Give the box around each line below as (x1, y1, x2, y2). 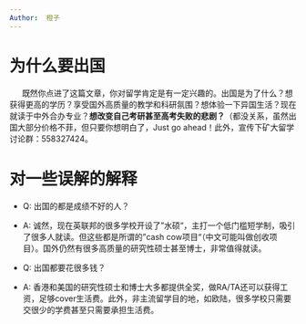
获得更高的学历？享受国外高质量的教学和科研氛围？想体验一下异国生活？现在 (9, 99, 297, 110)
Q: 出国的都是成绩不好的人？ (22, 200, 130, 211)
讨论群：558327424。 (9, 133, 93, 144)
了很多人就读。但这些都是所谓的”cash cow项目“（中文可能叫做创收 (22, 231, 270, 242)
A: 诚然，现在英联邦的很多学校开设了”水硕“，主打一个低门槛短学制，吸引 (22, 220, 296, 231)
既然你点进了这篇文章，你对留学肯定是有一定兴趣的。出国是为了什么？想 (21, 88, 293, 99)
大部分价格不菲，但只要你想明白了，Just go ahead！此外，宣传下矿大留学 (16, 121, 294, 132)
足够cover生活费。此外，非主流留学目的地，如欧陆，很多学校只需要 (38, 293, 291, 304)
